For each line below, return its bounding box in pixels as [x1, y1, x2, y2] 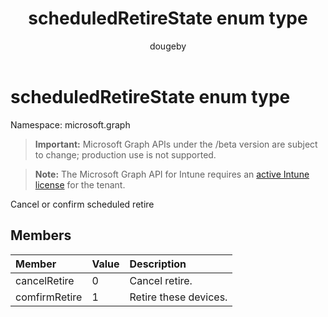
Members [10, 227, 72, 244]
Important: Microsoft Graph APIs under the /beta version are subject [34, 138, 318, 150]
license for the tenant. [34, 178, 126, 191]
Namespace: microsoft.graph [10, 118, 131, 131]
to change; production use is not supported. [34, 148, 217, 161]
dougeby [149, 40, 187, 52]
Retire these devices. [129, 290, 228, 304]
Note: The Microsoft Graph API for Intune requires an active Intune [34, 168, 310, 180]
